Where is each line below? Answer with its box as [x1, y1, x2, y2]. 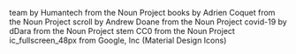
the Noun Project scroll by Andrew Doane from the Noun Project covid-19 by [9, 17, 287, 27]
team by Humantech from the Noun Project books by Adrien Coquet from [9, 8, 276, 17]
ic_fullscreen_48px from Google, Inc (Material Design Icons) [9, 35, 227, 45]
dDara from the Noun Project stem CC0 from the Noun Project [9, 26, 236, 36]
